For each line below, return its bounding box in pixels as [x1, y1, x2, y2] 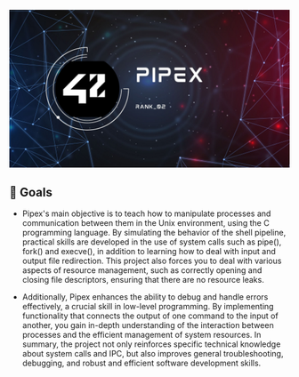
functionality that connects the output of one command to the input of [21, 310, 279, 321]
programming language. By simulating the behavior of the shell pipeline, [21, 228, 287, 238]
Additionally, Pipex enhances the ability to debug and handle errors [21, 292, 269, 302]
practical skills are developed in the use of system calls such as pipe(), [21, 237, 282, 247]
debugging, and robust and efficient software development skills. [21, 357, 262, 369]
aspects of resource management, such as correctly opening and [21, 265, 263, 276]
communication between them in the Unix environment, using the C [21, 218, 270, 229]
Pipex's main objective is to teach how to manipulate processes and [21, 208, 271, 219]
